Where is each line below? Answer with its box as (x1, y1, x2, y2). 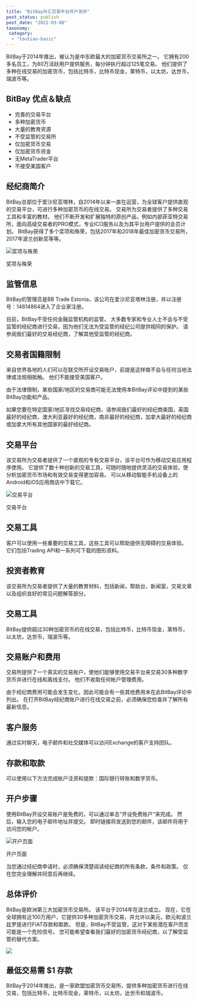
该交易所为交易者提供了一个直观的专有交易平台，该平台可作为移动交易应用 (6, 457, 187, 464)
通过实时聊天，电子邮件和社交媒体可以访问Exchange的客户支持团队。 (6, 739, 175, 746)
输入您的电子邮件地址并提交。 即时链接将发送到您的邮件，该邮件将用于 (16, 818, 189, 825)
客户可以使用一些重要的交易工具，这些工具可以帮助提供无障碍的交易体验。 (6, 539, 187, 546)
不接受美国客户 (14, 162, 51, 169)
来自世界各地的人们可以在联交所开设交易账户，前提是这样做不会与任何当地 (6, 366, 187, 374)
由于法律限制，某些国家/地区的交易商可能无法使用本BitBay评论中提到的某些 (6, 386, 189, 393)
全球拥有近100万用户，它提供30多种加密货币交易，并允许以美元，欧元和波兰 (6, 913, 192, 921)
